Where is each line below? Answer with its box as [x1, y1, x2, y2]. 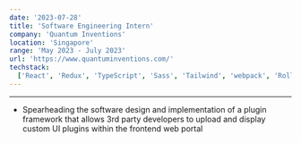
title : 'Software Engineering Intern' [9, 21, 154, 30]
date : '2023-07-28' [9, 13, 82, 22]
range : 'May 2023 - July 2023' [9, 46, 126, 55]
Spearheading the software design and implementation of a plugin [21, 104, 267, 114]
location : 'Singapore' [9, 38, 94, 47]
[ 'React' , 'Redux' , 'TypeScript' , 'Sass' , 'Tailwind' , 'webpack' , [17, 71, 271, 80]
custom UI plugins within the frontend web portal [21, 122, 203, 134]
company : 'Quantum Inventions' [9, 29, 126, 38]
